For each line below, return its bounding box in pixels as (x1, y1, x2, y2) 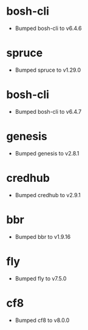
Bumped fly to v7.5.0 (15, 274, 67, 282)
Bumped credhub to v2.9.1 (15, 191, 81, 198)
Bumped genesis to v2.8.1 (15, 149, 80, 157)
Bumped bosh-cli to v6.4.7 (15, 108, 82, 115)
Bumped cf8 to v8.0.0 (15, 317, 70, 324)
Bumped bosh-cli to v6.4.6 (15, 24, 82, 32)
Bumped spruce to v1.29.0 (15, 66, 81, 73)
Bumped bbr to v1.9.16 (15, 233, 71, 240)
